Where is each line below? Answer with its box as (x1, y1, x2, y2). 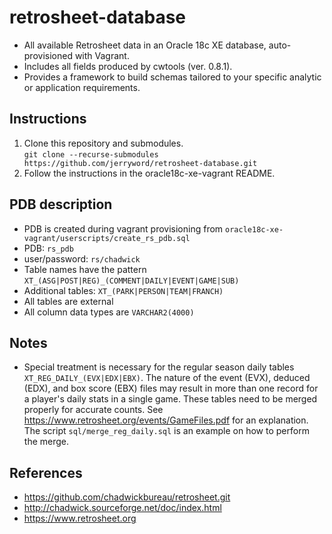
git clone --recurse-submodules (23, 149, 159, 160)
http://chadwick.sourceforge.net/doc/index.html (23, 502, 222, 514)
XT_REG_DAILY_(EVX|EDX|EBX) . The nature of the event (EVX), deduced (23, 372, 311, 384)
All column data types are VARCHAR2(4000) (23, 306, 195, 318)
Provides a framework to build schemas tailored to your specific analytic (23, 71, 322, 83)
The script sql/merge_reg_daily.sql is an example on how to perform (23, 425, 310, 437)
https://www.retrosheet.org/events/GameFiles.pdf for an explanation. (23, 414, 309, 426)
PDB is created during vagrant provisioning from (23, 222, 224, 235)
